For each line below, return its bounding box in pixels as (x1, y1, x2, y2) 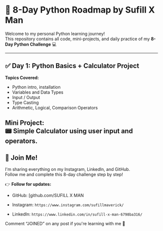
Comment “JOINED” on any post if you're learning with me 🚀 (5, 220, 125, 226)
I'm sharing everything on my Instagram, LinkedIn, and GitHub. (5, 166, 130, 172)
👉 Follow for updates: (5, 181, 51, 187)
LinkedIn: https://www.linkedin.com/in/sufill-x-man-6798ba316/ (12, 211, 143, 217)
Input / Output (12, 94, 40, 100)
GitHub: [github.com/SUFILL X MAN (12, 192, 84, 198)
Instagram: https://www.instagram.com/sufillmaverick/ (12, 201, 124, 208)
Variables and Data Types (12, 89, 64, 95)
